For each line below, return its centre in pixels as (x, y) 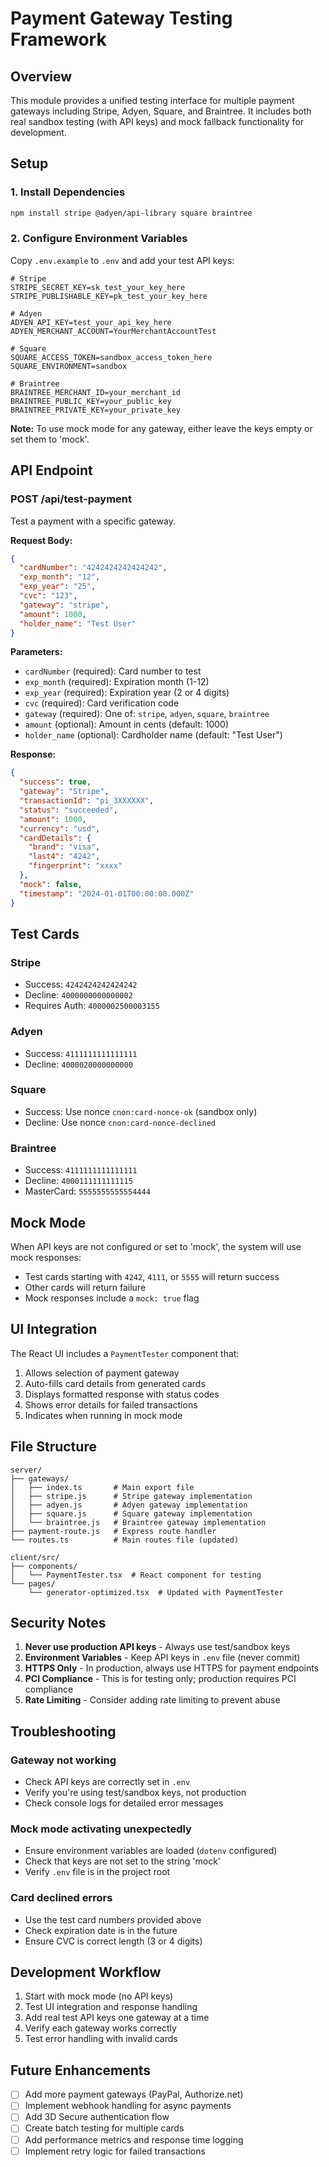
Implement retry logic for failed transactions (115, 2151)
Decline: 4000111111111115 (78, 1181)
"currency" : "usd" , (60, 828)
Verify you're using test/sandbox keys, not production (135, 1793)
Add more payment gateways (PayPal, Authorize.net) (134, 2094)
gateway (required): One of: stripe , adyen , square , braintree (147, 714)
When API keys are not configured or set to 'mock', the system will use (156, 1246)
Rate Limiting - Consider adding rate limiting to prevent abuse (152, 1700)
